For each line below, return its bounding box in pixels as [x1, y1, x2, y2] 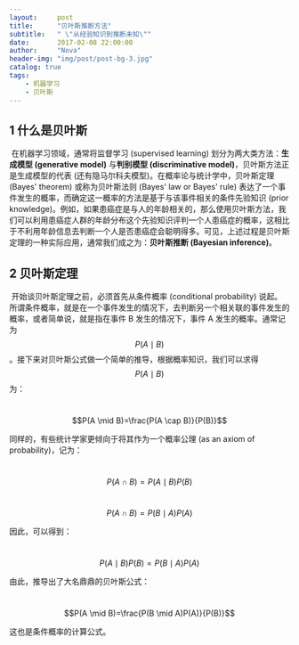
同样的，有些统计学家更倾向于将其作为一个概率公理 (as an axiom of [9, 434, 255, 445]
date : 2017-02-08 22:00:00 [9, 37, 133, 47]
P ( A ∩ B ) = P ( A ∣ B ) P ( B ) [106, 477, 193, 487]
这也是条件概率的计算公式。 [9, 626, 111, 637]
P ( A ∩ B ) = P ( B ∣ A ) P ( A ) [106, 508, 193, 518]
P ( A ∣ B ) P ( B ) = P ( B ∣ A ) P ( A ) [99, 558, 200, 568]
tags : [9, 71, 29, 80]
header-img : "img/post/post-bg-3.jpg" [9, 54, 153, 63]
